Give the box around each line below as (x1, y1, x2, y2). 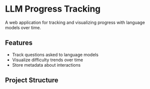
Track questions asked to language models (12, 52, 99, 57)
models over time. (5, 24, 41, 30)
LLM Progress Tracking (5, 3, 101, 15)
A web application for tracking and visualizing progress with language (5, 19, 145, 25)
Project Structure (5, 76, 58, 85)
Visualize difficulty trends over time (12, 57, 83, 63)
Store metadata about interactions (12, 62, 81, 68)
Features (5, 39, 33, 47)
